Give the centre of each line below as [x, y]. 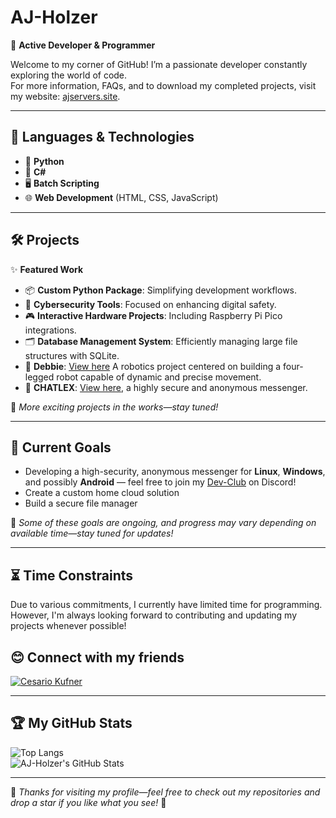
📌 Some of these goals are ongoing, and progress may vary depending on [163, 523]
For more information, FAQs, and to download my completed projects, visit [163, 85]
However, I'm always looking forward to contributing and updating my [154, 615]
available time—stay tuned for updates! [92, 533]
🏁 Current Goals [61, 447]
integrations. [50, 330]
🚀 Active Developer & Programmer [83, 45]
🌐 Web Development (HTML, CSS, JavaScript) [121, 197]
